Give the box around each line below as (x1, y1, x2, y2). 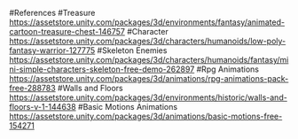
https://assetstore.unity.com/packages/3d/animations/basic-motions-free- (9, 111, 283, 121)
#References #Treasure (9, 8, 96, 18)
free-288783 (9, 83, 56, 93)
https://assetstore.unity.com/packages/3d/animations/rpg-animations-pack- (9, 73, 289, 83)
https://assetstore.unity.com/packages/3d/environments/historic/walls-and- (9, 92, 288, 103)
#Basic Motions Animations (78, 102, 178, 112)
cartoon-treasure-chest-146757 (9, 27, 126, 36)
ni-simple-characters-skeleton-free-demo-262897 (9, 64, 195, 74)
